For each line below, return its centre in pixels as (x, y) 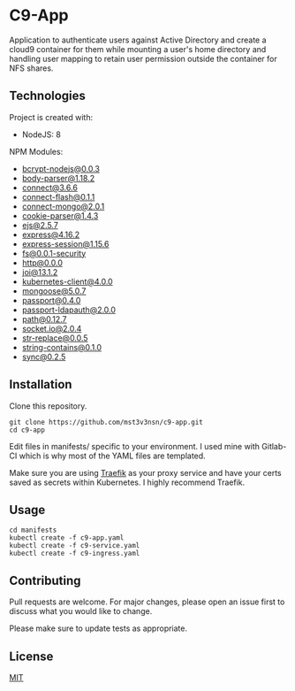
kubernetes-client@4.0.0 (67, 281)
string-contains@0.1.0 (62, 347)
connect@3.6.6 (49, 188)
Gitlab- (274, 446)
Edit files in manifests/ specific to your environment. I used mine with (135, 446)
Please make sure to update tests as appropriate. (98, 628)
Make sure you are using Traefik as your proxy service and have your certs (146, 472)
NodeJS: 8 (42, 134)
